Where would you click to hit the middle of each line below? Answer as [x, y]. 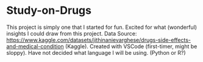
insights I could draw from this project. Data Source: [72, 33]
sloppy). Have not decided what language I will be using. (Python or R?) [96, 52]
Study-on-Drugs [49, 11]
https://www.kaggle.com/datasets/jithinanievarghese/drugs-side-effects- [98, 40]
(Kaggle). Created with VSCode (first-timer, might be [131, 46]
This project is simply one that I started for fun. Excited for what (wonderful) [101, 27]
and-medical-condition [35, 46]
